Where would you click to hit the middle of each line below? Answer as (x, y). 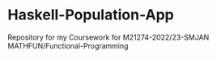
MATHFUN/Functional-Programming (68, 45)
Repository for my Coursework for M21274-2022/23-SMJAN (108, 37)
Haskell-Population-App (91, 15)
